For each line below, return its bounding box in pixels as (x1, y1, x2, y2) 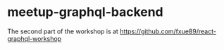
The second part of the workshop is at (7, 27, 118, 35)
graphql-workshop (7, 34, 62, 42)
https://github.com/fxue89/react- (119, 27, 217, 35)
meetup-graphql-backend (7, 4, 163, 20)
